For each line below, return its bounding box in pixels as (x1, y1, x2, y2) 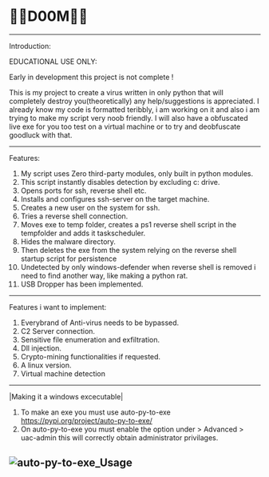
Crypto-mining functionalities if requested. (20, 351, 161, 361)
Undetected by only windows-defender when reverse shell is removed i (20, 262, 256, 271)
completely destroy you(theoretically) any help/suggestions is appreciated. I (9, 96, 259, 106)
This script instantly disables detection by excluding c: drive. (20, 177, 220, 186)
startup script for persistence (20, 254, 117, 263)
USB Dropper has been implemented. (20, 279, 144, 289)
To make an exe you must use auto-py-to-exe (20, 407, 171, 417)
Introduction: (9, 41, 51, 50)
